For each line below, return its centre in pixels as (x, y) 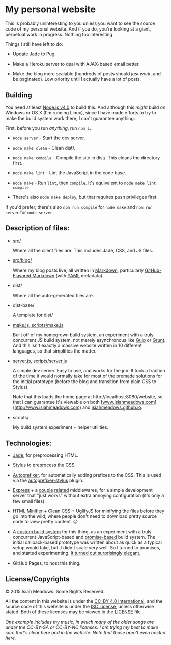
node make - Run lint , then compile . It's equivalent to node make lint (84, 183)
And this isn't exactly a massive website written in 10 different (77, 345)
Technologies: (28, 443)
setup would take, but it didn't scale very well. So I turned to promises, (87, 548)
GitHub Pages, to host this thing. (47, 563)
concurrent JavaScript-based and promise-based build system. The (84, 537)
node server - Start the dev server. (49, 138)
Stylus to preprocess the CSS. (44, 465)
